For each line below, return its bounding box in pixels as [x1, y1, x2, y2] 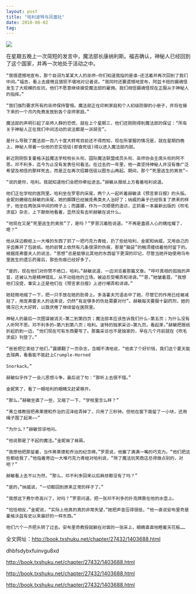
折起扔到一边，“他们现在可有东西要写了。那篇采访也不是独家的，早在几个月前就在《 [6, 329, 178, 334]
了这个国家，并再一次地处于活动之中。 [6, 60, 98, 67]
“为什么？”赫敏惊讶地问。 [6, 426, 60, 432]
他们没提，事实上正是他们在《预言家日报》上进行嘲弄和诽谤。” [6, 281, 133, 287]
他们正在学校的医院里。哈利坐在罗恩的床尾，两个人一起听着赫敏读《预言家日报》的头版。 [6, 191, 189, 197]
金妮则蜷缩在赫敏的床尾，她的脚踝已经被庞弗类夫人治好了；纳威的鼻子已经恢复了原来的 [6, 197, 185, 203]
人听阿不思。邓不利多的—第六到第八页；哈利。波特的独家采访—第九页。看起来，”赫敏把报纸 [6, 322, 191, 328]
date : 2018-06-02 [6, 19, 49, 25]
